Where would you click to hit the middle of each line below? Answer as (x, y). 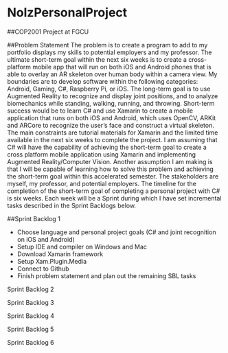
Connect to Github (43, 269)
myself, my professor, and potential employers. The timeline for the (102, 183)
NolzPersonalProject (67, 13)
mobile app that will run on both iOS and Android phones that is (122, 67)
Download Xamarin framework (60, 254)
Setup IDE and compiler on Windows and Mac (82, 247)
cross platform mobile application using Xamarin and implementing (102, 154)
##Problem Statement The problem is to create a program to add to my (107, 45)
